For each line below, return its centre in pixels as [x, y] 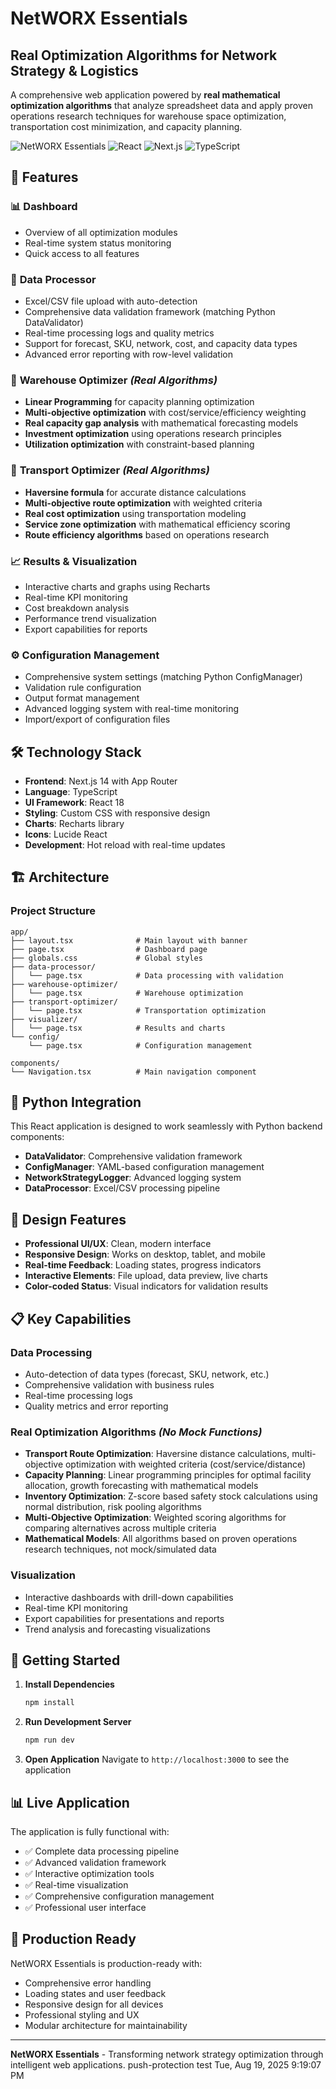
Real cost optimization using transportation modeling [135, 513]
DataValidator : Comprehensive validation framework [133, 1156]
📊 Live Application [70, 1802]
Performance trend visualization [90, 618]
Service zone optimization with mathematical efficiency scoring [157, 524]
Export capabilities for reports [86, 629]
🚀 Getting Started [65, 1660]
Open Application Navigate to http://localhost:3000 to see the [157, 1759]
